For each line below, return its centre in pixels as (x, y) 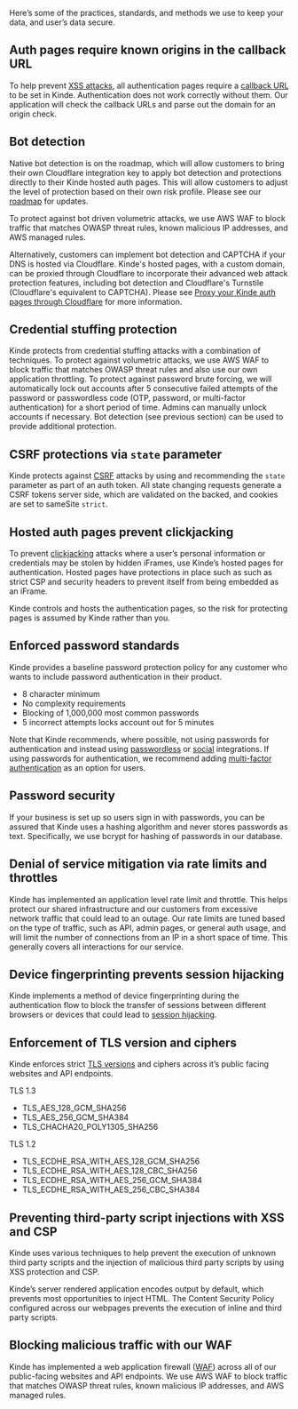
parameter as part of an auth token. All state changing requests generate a (145, 485)
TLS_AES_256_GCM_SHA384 (75, 1117)
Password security (62, 796)
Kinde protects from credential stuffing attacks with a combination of (135, 351)
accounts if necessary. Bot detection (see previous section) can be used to (146, 417)
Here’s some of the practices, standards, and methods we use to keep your (146, 13)
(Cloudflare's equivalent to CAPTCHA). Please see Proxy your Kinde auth (143, 292)
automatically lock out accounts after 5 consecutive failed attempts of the (144, 388)
